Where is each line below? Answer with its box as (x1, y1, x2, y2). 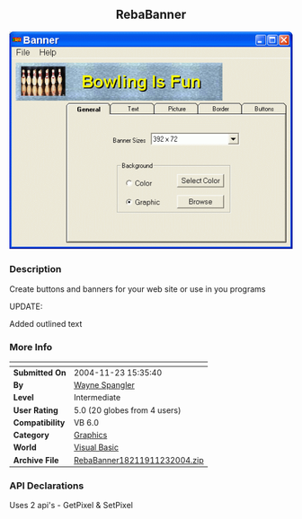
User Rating (13, 404, 58, 416)
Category (13, 430, 49, 441)
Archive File (13, 454, 59, 465)
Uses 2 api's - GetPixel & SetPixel (9, 500, 133, 511)
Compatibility (13, 417, 66, 427)
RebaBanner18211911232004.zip (73, 454, 204, 465)
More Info (9, 340, 53, 353)
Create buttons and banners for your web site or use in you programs (9, 283, 266, 295)
